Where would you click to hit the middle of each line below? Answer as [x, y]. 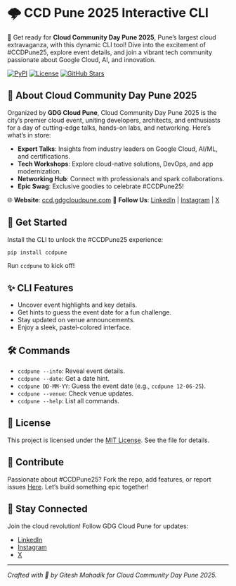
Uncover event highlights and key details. [77, 305]
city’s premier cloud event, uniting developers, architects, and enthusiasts [114, 120]
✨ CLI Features [40, 288]
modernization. [39, 171]
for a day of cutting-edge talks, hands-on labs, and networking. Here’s [109, 128]
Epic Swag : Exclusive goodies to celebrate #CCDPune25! [100, 186]
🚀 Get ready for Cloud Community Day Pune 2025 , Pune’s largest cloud [112, 37]
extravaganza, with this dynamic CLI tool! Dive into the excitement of [106, 44]
